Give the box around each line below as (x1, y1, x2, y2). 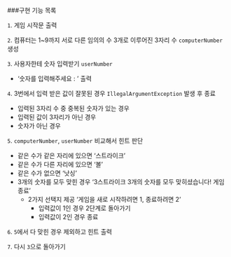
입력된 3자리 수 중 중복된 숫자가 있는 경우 (17, 104, 129, 112)
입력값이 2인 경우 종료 (38, 213, 99, 221)
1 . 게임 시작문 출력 (7, 21, 57, 29)
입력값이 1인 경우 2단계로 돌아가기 (38, 204, 131, 212)
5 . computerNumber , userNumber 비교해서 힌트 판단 (7, 137, 143, 145)
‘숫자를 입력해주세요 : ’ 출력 (17, 74, 92, 83)
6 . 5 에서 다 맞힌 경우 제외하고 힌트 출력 (7, 228, 113, 236)
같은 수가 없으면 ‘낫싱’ (17, 169, 77, 177)
